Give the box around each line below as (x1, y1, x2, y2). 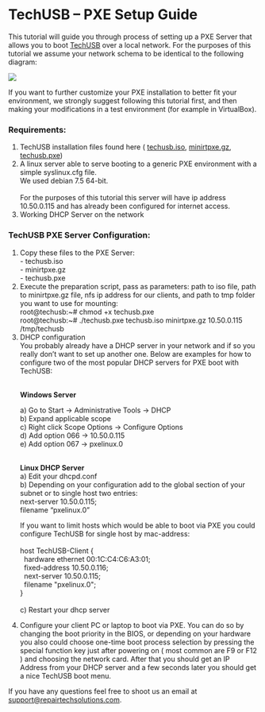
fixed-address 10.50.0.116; (23, 563, 109, 572)
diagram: (8, 57, 37, 67)
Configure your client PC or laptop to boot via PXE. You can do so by (19, 620, 244, 629)
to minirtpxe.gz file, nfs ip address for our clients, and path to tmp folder (19, 290, 255, 300)
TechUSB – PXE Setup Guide (8, 6, 198, 24)
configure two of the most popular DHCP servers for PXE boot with (19, 358, 240, 367)
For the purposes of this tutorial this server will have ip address (19, 193, 226, 203)
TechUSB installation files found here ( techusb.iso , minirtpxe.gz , (19, 142, 232, 152)
